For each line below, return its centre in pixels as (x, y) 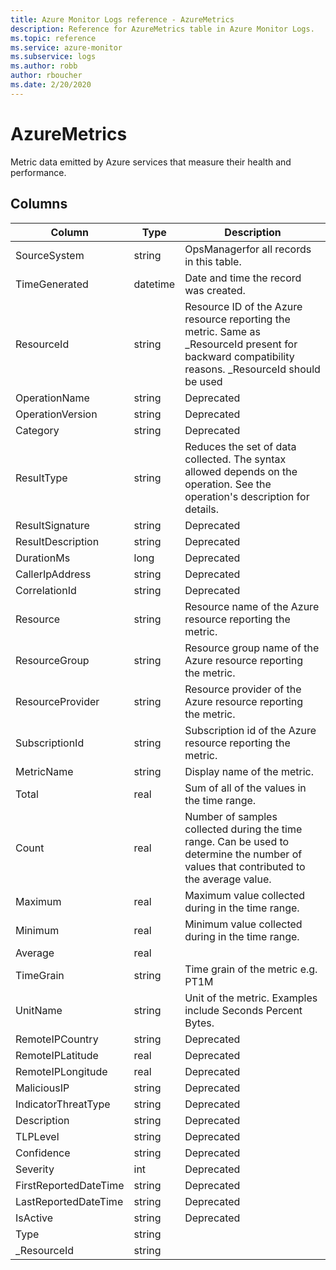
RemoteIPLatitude (57, 1055)
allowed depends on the (241, 471)
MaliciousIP (42, 1088)
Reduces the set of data (240, 446)
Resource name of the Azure (252, 606)
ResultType (41, 478)
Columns (39, 204)
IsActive (34, 1218)
